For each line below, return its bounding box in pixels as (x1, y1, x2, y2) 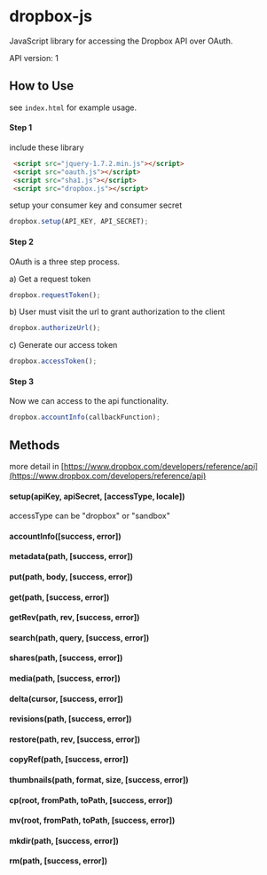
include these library (9, 142, 84, 153)
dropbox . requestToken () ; (9, 290, 101, 299)
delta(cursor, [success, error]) (9, 693, 124, 704)
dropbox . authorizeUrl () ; (9, 324, 101, 333)
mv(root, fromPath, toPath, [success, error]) (9, 815, 176, 826)
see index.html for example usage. (9, 102, 137, 113)
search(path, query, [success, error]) (9, 632, 150, 642)
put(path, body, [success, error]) (9, 572, 133, 582)
